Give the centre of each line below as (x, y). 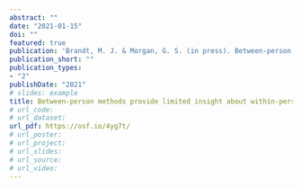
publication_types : (46, 68)
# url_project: (38, 143)
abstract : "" (34, 18)
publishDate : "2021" (48, 85)
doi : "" (24, 34)
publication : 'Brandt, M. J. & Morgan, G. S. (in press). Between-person (151, 51)
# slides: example (44, 93)
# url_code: (31, 110)
